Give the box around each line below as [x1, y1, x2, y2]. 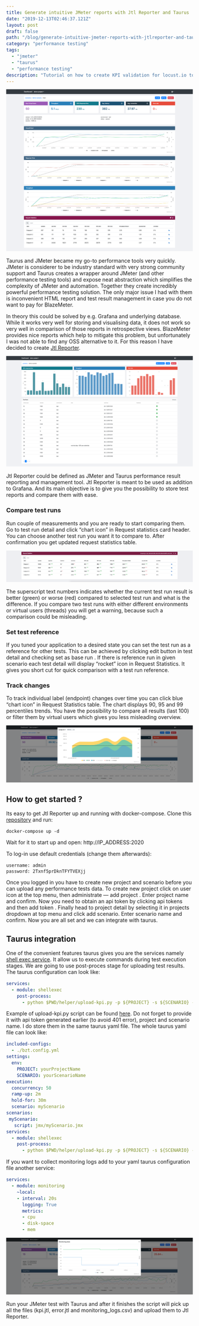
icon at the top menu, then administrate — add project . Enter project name [6, 892, 189, 899]
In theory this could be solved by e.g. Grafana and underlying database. [6, 312, 182, 319]
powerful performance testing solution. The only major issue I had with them [6, 288, 192, 296]
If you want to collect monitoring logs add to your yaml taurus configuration [6, 1158, 191, 1165]
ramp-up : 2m [11, 1091, 41, 1097]
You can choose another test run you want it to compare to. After [6, 532, 165, 539]
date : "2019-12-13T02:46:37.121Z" [6, 15, 92, 22]
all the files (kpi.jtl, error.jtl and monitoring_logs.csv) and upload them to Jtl [6, 1306, 189, 1314]
